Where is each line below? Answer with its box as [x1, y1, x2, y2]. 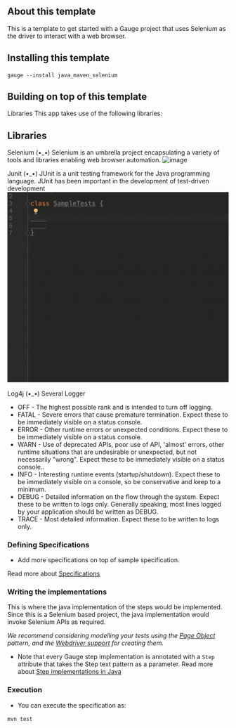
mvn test [7, 715, 33, 722]
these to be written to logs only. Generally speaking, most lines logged [17, 500, 221, 508]
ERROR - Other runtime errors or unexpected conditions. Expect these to [17, 425, 228, 434]
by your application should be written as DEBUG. [17, 507, 159, 516]
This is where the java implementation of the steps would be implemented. [7, 603, 223, 611]
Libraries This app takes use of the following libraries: [7, 109, 163, 118]
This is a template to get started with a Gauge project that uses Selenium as [7, 24, 226, 32]
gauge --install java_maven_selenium [7, 72, 118, 79]
